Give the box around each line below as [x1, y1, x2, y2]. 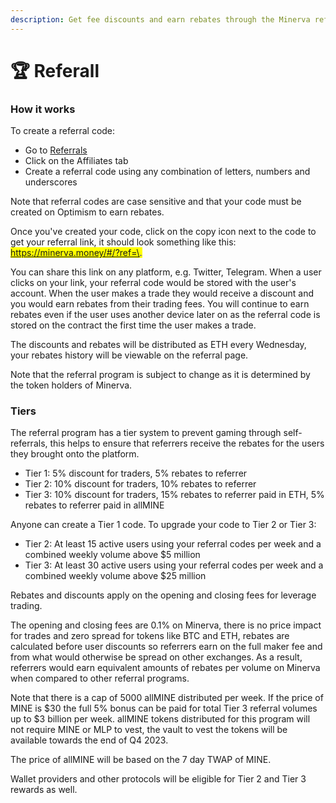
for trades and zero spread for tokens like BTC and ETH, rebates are [10, 630, 290, 642]
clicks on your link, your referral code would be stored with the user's [10, 277, 297, 289]
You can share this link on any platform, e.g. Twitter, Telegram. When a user [10, 266, 322, 278]
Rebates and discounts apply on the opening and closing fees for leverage [10, 589, 317, 601]
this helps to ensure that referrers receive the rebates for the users [49, 437, 325, 450]
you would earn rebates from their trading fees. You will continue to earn [10, 298, 310, 310]
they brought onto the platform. [10, 448, 140, 460]
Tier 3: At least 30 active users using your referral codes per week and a [24, 559, 324, 571]
